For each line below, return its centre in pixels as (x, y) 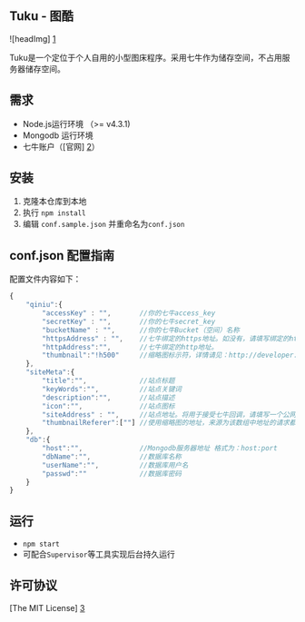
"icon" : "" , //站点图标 (108, 406)
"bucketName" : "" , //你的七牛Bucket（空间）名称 (141, 330)
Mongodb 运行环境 (58, 135)
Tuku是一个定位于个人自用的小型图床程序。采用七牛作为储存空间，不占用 (146, 57)
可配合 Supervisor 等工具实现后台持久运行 (98, 554)
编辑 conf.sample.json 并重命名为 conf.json (103, 224)
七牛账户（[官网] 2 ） (61, 146)
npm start (41, 544)
